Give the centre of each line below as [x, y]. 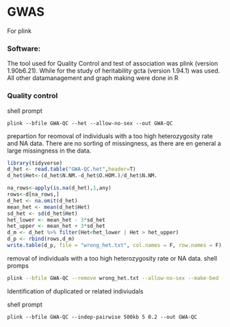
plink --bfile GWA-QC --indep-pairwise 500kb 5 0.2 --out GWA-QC [102, 317]
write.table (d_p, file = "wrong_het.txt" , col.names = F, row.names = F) [115, 246]
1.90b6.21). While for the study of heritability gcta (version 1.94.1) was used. [114, 71]
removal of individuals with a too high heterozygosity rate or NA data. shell [112, 258]
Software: [24, 49]
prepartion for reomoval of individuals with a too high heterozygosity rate [110, 136]
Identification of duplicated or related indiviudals [75, 291]
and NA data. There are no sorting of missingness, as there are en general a [114, 143]
